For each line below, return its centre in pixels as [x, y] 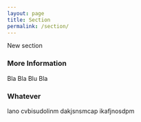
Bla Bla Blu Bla [28, 78]
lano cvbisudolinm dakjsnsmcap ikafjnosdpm [71, 111]
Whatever [24, 96]
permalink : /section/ [38, 26]
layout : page [26, 13]
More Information [37, 64]
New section [25, 46]
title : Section [29, 20]
